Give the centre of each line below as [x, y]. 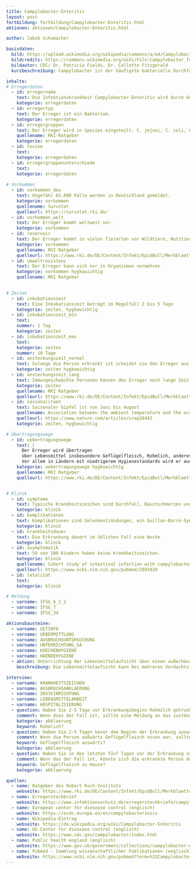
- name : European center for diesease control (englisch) [83, 808]
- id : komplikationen [38, 516]
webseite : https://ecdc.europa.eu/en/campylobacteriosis [87, 813]
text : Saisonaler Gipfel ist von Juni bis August [78, 407]
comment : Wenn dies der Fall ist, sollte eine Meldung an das [94, 715]
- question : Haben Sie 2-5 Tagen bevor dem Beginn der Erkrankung [94, 732]
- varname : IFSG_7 [34, 607]
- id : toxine [27, 147]
